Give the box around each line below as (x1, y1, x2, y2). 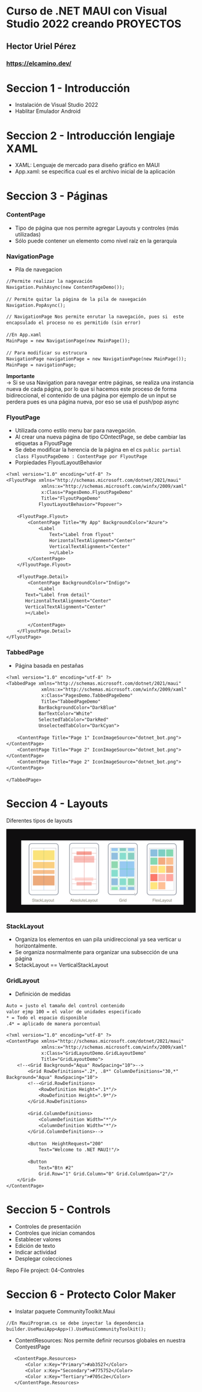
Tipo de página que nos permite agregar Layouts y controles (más (14, 224, 179, 232)
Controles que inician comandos (14, 1229, 96, 1236)
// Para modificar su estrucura (6, 350, 87, 356)
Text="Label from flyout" (49, 532, 114, 538)
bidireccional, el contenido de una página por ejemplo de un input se (6, 392, 176, 399)
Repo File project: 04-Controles (6, 1267, 85, 1274)
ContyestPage (14, 1343, 50, 1350)
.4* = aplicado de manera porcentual (6, 1020, 101, 1027)
